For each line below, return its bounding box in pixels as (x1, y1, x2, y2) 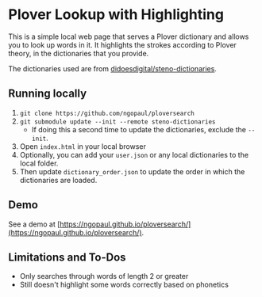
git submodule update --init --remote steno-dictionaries (19, 117, 216, 126)
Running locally (8, 87, 87, 101)
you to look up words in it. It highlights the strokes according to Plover (8, 40, 237, 49)
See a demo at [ (8, 219, 60, 229)
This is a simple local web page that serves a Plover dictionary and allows (8, 32, 249, 41)
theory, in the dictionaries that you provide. (8, 48, 149, 58)
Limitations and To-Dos (8, 250, 126, 264)
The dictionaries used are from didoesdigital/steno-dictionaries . (8, 63, 217, 73)
